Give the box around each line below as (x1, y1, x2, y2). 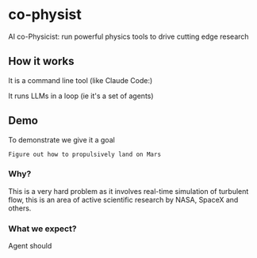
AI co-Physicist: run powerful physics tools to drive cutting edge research (8, 32, 249, 41)
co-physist (8, 6, 82, 24)
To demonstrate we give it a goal (8, 135, 115, 144)
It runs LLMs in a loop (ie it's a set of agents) (8, 91, 154, 101)
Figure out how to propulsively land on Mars (8, 150, 161, 158)
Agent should (8, 241, 52, 251)
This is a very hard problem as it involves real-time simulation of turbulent (8, 186, 249, 195)
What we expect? (8, 223, 77, 234)
